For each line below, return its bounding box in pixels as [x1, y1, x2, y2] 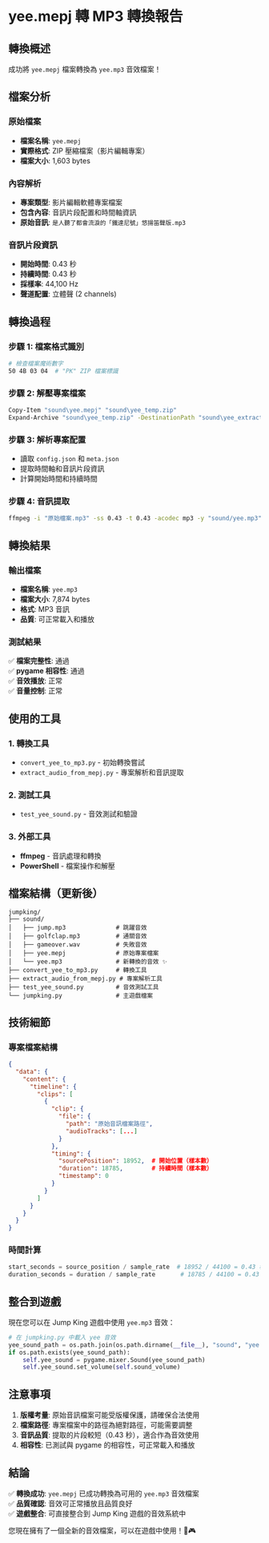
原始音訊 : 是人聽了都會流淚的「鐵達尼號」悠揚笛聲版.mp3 [19, 217, 187, 227]
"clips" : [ [37, 1090, 74, 1098]
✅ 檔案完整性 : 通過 [8, 656, 70, 665]
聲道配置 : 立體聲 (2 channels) [19, 289, 118, 299]
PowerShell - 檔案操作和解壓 [19, 861, 116, 870]
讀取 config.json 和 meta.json [19, 454, 119, 464]
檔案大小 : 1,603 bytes [19, 155, 90, 165]
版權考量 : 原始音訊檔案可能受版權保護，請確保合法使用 [19, 1410, 200, 1420]
